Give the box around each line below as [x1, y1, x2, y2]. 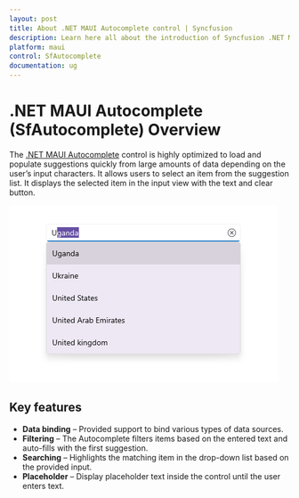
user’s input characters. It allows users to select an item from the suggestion [9, 167, 289, 178]
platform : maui [9, 43, 66, 52]
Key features [9, 400, 82, 415]
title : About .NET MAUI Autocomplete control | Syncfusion [9, 23, 233, 33]
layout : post [9, 14, 58, 23]
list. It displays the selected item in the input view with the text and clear [9, 177, 273, 188]
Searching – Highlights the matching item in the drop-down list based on [21, 452, 289, 462]
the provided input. [21, 461, 93, 472]
